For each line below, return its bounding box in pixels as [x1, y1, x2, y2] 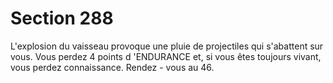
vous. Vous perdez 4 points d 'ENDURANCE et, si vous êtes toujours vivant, [10, 50, 322, 62]
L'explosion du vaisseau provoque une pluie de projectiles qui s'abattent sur [10, 40, 324, 52]
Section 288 [10, 7, 114, 30]
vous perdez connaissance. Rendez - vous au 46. [10, 61, 215, 73]
